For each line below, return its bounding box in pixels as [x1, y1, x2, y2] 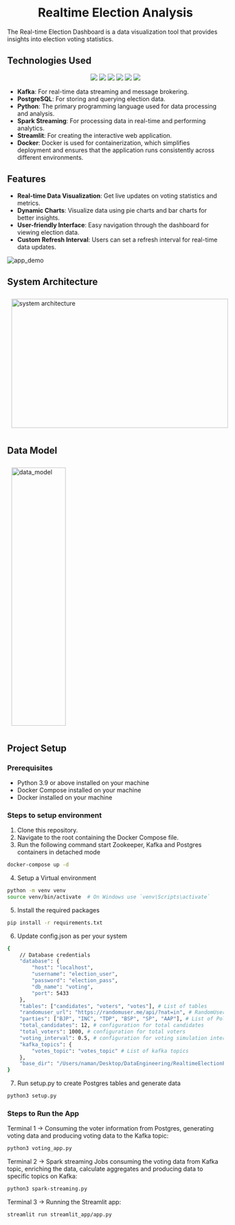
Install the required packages [16, 905, 100, 914]
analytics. [16, 124, 45, 132]
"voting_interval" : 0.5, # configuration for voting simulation [19, 1034, 208, 1041]
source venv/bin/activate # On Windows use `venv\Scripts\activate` [7, 893, 211, 900]
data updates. [16, 242, 56, 251]
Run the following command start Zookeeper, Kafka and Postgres [16, 841, 202, 849]
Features [7, 174, 46, 185]
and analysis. [16, 109, 55, 118]
